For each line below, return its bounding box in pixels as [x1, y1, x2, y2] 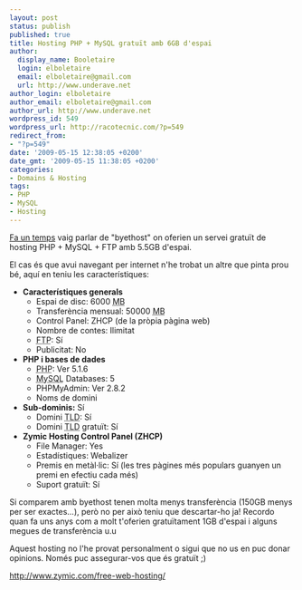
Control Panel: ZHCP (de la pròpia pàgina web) [35, 314, 211, 326]
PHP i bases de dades [22, 353, 106, 364]
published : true [9, 30, 71, 39]
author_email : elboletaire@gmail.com [9, 97, 152, 107]
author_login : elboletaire [9, 89, 111, 98]
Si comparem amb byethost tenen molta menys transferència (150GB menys [9, 496, 293, 508]
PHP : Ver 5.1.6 [35, 363, 89, 374]
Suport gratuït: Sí [35, 479, 100, 489]
